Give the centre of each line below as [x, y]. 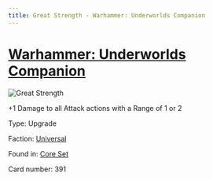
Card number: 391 [37, 169]
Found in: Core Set [39, 153]
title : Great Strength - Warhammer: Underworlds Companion [107, 15]
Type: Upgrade [33, 123]
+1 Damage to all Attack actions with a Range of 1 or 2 [95, 108]
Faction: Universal [37, 138]
